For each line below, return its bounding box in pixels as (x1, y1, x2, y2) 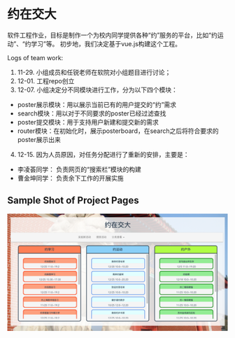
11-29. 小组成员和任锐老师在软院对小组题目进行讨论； (17, 68, 171, 76)
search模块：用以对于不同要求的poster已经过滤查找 (17, 109, 166, 118)
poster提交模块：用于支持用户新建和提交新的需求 (17, 118, 159, 126)
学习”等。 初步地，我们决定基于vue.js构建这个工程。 (31, 39, 182, 48)
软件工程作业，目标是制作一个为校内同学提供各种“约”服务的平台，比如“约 (7, 31, 218, 39)
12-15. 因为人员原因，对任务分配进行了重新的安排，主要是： (17, 150, 190, 158)
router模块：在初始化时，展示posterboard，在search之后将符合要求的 (17, 127, 219, 135)
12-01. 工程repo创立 (17, 76, 75, 85)
